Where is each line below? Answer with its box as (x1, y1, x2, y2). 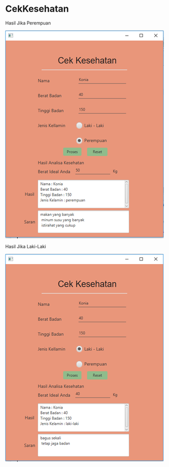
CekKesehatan (5, 3, 69, 15)
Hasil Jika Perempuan (5, 20, 51, 26)
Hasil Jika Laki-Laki (5, 243, 46, 249)
